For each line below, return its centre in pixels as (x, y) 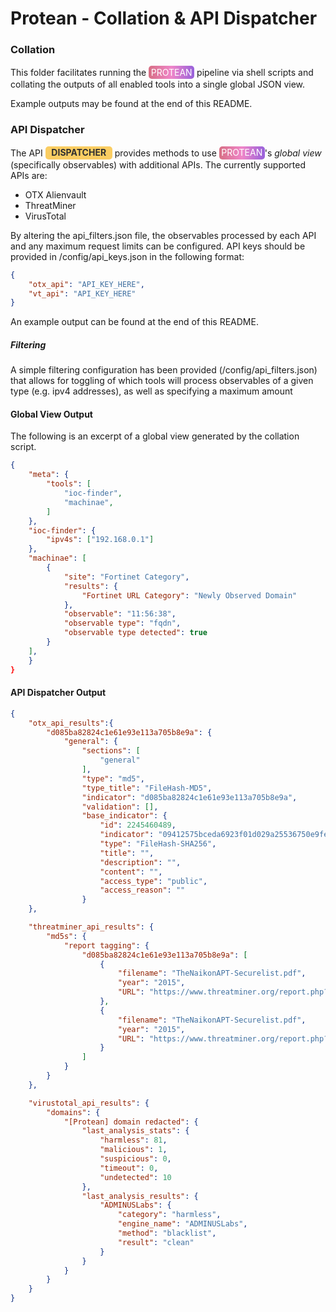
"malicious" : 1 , (133, 1150)
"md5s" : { (66, 936)
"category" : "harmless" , (169, 1215)
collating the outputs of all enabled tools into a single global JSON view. (158, 84)
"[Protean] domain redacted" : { (131, 1122)
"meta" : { (49, 475)
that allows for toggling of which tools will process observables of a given (162, 381)
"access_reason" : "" (142, 890)
